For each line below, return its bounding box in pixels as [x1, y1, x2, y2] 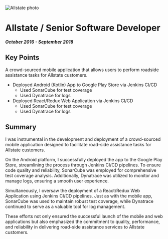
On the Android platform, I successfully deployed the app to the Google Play [5, 156, 162, 162]
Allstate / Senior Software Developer [5, 23, 160, 34]
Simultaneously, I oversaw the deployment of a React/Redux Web [5, 187, 140, 193]
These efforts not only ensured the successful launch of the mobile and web [5, 213, 163, 219]
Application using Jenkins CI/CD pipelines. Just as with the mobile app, [5, 193, 152, 199]
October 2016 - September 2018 [5, 39, 74, 45]
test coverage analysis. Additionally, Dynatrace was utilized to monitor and [5, 172, 159, 178]
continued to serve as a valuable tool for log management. [5, 203, 126, 209]
